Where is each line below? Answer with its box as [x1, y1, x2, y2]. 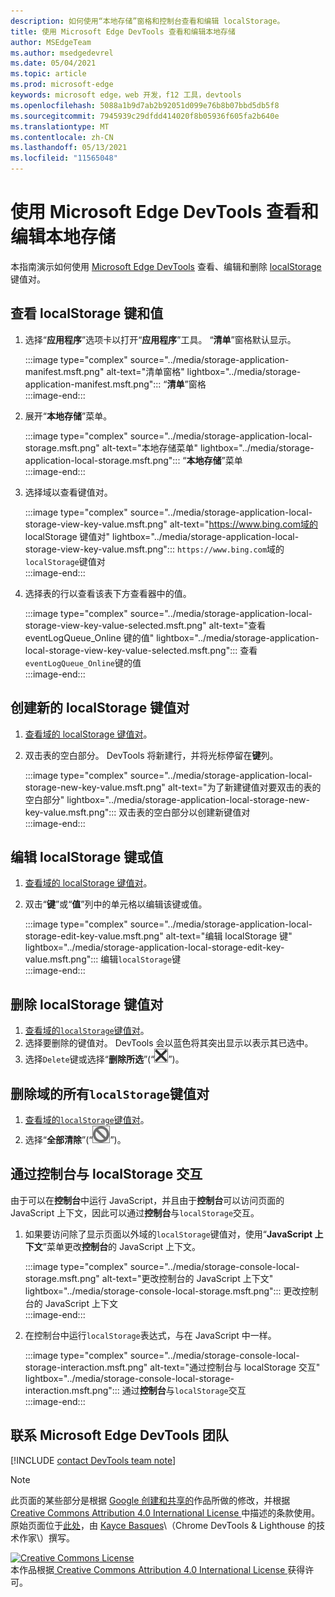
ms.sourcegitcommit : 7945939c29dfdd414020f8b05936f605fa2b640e [10, 111, 280, 121]
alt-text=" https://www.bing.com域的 [169, 518, 318, 530]
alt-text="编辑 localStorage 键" [165, 930, 293, 942]
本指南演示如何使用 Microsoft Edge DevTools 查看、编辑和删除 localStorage [10, 260, 322, 272]
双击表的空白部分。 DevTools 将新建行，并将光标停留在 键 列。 [24, 749, 279, 761]
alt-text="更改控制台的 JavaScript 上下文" [101, 1272, 274, 1284]
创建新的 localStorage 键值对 [10, 700, 190, 717]
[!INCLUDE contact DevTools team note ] [10, 1454, 177, 1466]
